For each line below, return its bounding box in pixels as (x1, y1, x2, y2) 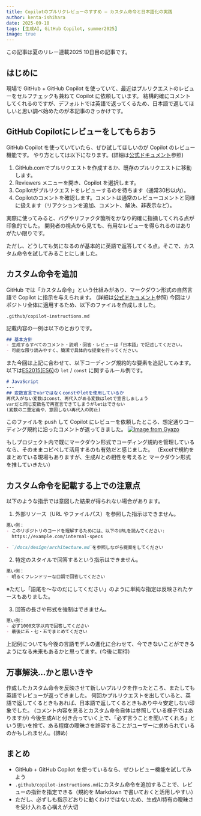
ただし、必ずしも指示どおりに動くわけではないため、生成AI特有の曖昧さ (14, 796, 194, 803)
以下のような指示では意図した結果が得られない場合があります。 (6, 497, 164, 505)
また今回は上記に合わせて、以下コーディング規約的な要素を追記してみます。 (6, 359, 194, 367)
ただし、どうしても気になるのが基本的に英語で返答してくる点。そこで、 (6, 242, 184, 250)
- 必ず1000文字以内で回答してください (6, 623, 89, 629)
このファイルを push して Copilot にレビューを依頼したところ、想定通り (6, 419, 184, 426)
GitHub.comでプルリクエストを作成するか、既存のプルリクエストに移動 (14, 164, 192, 171)
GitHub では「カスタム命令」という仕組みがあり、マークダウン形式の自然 (6, 286, 188, 293)
